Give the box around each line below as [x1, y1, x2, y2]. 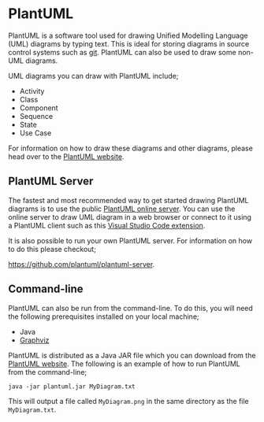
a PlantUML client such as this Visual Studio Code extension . [8, 220, 206, 230]
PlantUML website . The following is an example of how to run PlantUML [8, 359, 240, 368]
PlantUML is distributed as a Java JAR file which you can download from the [8, 350, 256, 360]
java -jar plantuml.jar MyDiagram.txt [8, 383, 136, 391]
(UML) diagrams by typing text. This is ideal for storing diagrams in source [8, 39, 250, 48]
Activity [19, 86, 45, 95]
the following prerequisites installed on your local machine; [8, 312, 199, 321]
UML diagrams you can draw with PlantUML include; [8, 71, 179, 80]
